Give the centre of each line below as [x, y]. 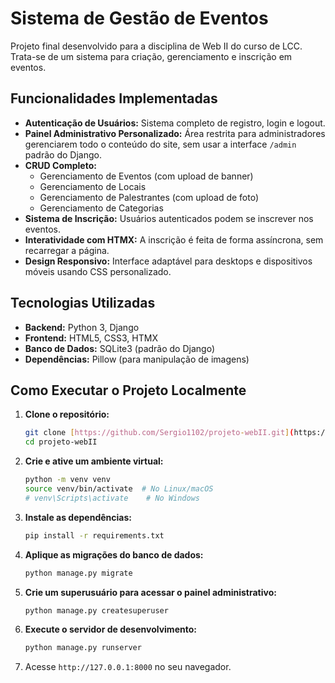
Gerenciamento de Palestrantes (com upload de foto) [149, 197]
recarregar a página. [67, 250]
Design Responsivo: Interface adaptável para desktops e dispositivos [168, 261]
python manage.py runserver [83, 648]
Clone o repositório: [67, 414]
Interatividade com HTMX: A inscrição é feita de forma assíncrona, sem [174, 239]
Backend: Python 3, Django [82, 327]
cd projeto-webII [61, 442]
